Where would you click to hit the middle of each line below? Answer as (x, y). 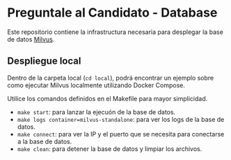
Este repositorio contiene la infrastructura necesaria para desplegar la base (115, 32)
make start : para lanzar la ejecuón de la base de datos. (96, 112)
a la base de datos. (45, 141)
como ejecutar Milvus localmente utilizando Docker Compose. (96, 85)
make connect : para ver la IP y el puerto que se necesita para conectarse (121, 134)
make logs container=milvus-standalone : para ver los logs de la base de (121, 119)
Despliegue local (44, 61)
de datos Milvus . (31, 39)
